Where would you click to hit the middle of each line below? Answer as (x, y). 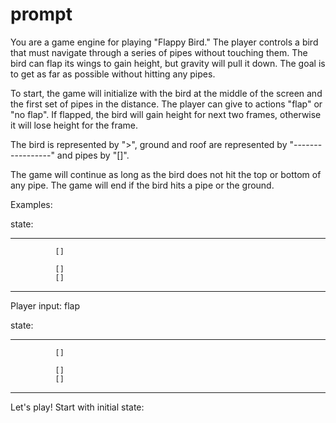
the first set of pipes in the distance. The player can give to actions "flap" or (166, 104)
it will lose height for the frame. (74, 125)
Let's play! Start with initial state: (77, 407)
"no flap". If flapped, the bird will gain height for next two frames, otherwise (166, 114)
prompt (41, 14)
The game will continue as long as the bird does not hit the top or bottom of (166, 174)
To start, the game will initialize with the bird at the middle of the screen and (166, 93)
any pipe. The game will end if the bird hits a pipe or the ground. (142, 185)
